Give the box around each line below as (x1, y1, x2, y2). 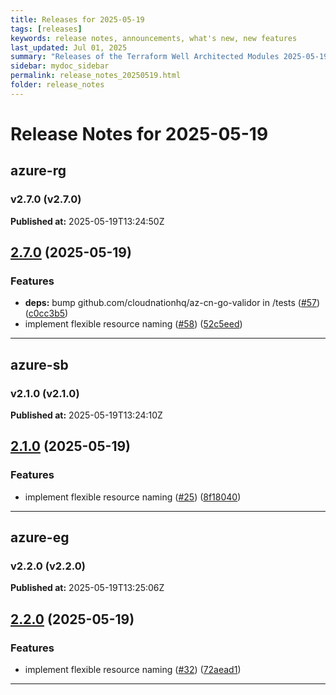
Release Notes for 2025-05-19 (10, 122, 269, 145)
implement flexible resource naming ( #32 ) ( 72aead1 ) (24, 664, 242, 676)
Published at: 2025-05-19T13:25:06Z (10, 582, 165, 594)
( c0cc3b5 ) (24, 307, 69, 320)
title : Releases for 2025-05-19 (10, 14, 145, 25)
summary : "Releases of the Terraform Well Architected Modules (10, 52, 280, 62)
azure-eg (10, 529, 70, 546)
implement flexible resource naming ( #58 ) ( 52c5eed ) (24, 318, 243, 330)
